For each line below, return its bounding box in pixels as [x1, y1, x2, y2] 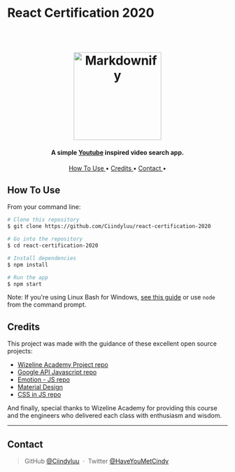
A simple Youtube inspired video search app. [51, 148, 184, 156]
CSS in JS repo [17, 391, 62, 399]
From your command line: [7, 203, 81, 211]
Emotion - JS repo [17, 375, 70, 384]
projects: [7, 347, 33, 356]
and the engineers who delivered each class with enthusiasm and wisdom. [7, 412, 222, 420]
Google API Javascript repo [17, 368, 97, 377]
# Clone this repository [7, 216, 80, 224]
